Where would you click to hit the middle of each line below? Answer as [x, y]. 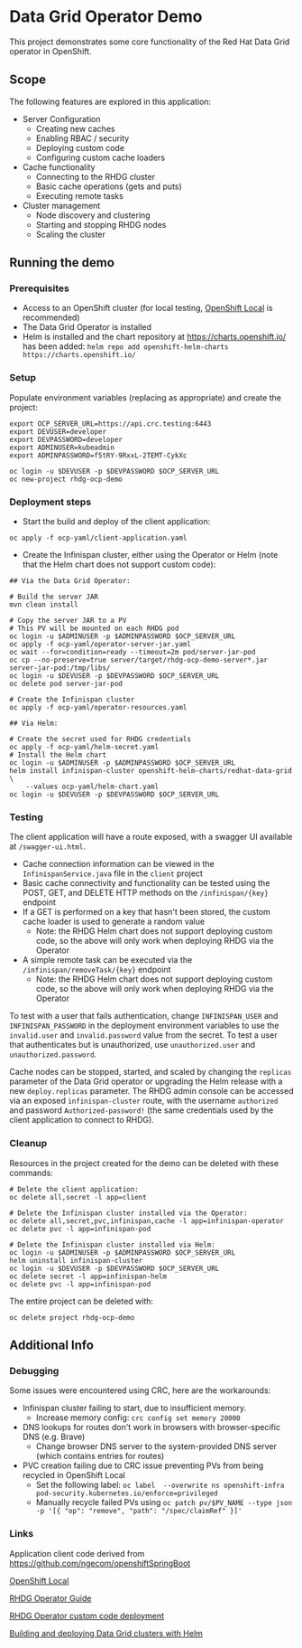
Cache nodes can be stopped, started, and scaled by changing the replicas [151, 1072]
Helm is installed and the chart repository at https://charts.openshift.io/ [154, 337]
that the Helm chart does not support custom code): [119, 565]
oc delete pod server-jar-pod [66, 684]
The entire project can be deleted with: [82, 1301]
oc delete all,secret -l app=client [78, 1197]
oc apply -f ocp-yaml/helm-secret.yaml [84, 748]
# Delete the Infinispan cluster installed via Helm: [113, 1245]
